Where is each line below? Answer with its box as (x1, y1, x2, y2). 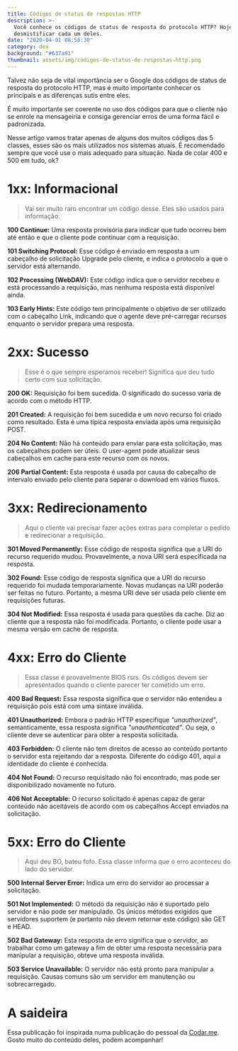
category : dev (7, 43, 50, 50)
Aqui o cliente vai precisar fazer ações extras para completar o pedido (24, 523, 230, 532)
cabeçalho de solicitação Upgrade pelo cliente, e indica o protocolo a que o (7, 254, 228, 263)
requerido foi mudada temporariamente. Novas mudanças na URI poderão (7, 581, 224, 589)
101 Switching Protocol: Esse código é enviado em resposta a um (7, 246, 200, 255)
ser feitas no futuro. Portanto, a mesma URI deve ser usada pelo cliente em (7, 589, 227, 597)
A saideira (7, 1005, 69, 1021)
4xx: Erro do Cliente (7, 649, 127, 666)
